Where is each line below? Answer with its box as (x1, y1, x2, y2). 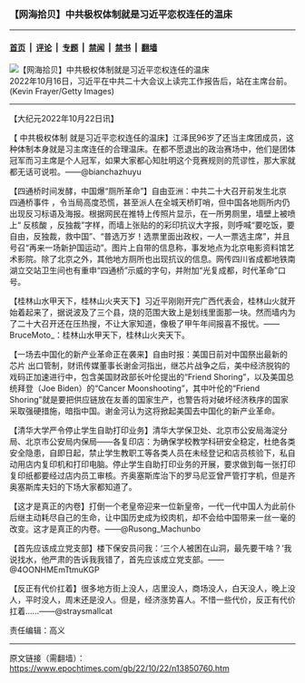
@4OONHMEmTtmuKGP (9, 564, 100, 575)
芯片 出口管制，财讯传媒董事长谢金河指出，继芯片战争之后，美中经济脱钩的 (9, 360, 290, 371)
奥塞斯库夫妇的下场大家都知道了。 (9, 481, 137, 492)
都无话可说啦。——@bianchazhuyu (9, 166, 143, 177)
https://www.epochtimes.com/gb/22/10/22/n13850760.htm (9, 662, 230, 673)
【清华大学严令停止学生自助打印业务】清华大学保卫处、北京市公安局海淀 (9, 424, 280, 435)
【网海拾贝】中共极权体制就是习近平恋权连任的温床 (9, 7, 233, 20)
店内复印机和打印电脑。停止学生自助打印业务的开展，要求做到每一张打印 (25, 458, 296, 469)
